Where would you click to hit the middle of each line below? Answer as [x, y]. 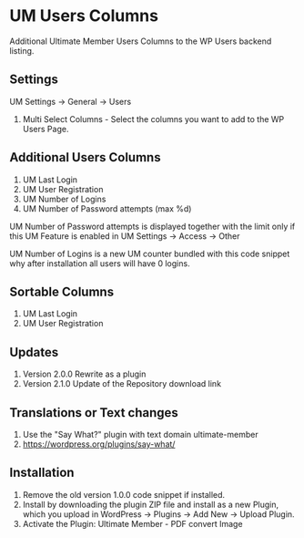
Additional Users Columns [85, 157]
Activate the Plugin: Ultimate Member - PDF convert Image [132, 523]
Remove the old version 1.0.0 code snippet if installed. [124, 494]
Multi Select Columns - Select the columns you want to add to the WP [153, 119]
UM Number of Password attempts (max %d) [107, 208]
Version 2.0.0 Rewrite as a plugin [84, 374]
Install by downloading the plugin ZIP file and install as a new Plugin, [151, 504]
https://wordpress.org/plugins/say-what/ [99, 444]
